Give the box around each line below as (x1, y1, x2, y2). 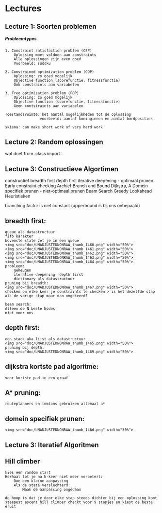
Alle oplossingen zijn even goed (14, 56, 81, 61)
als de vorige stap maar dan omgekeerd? (5, 293, 88, 298)
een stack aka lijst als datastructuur (5, 336, 86, 341)
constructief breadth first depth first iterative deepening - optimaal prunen (5, 178, 154, 184)
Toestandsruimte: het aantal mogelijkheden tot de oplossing (5, 112, 131, 117)
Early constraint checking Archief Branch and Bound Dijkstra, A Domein (5, 183, 148, 189)
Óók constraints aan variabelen (14, 82, 79, 87)
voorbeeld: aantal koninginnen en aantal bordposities (39, 116, 153, 121)
